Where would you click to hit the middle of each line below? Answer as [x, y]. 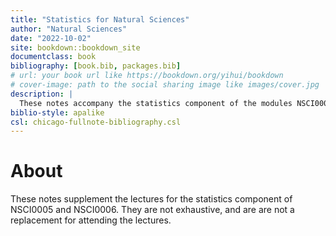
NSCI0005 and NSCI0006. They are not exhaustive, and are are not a [152, 210]
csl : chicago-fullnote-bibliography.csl [96, 122]
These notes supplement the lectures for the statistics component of [151, 199]
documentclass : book [53, 57]
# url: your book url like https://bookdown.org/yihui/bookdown [147, 76]
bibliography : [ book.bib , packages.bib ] [96, 66]
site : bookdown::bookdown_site [75, 47]
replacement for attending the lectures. [91, 220]
